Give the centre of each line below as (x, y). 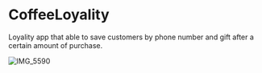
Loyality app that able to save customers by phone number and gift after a (131, 37)
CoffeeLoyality (59, 15)
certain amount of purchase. (56, 45)
